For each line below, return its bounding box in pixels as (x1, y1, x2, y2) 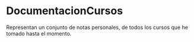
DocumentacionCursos (6, 4, 123, 18)
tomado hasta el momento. (6, 30, 72, 37)
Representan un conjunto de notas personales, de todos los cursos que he (6, 24, 189, 31)
